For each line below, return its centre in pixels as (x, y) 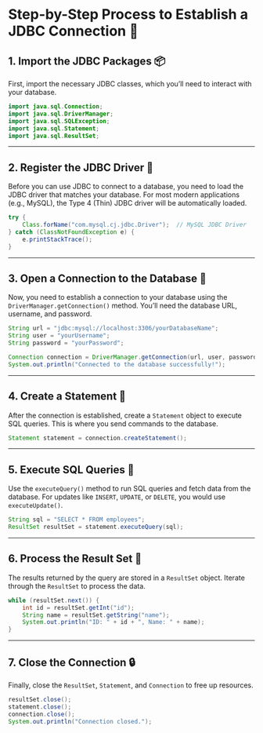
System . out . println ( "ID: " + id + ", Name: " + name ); (113, 622)
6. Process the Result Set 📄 (75, 559)
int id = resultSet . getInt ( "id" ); (78, 607)
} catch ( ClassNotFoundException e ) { (71, 232)
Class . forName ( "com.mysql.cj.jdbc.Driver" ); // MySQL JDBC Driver (134, 225)
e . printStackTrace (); (57, 239)
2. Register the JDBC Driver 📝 (81, 168)
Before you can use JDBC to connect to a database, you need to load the (126, 187)
